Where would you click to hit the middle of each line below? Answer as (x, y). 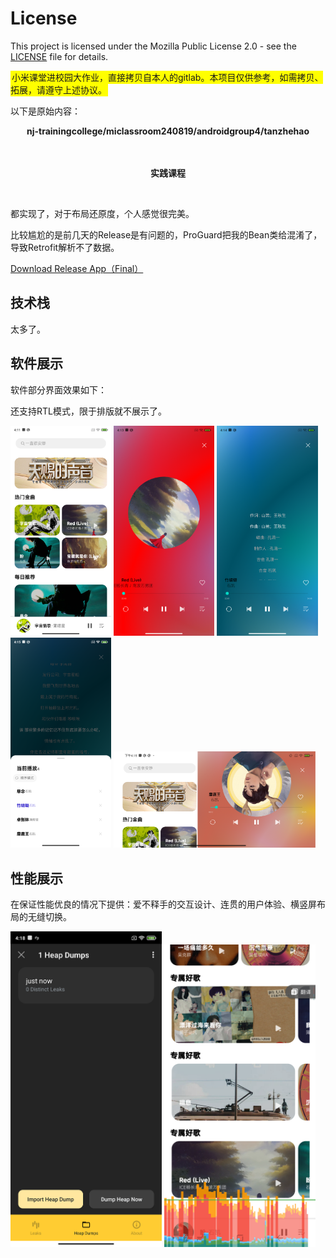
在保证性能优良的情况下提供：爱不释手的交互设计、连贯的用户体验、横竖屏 (163, 904)
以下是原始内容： (45, 111)
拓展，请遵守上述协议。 (58, 89)
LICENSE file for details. (59, 56)
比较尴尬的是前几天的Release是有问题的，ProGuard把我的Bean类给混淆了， (166, 234)
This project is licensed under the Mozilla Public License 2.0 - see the (153, 46)
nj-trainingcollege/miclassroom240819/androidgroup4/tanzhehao (168, 131)
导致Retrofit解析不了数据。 (65, 247)
